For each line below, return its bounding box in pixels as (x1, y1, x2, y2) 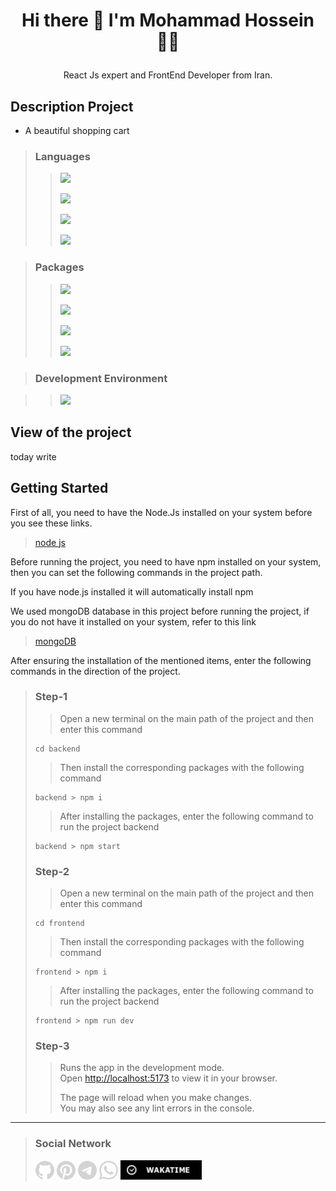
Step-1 (34, 690, 68, 704)
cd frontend (34, 919, 85, 929)
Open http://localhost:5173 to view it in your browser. (59, 1072, 278, 1084)
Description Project (10, 98, 134, 115)
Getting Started (10, 480, 109, 497)
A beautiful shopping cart (24, 125, 130, 136)
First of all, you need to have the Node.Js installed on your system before (10, 506, 313, 518)
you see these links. (10, 517, 93, 529)
